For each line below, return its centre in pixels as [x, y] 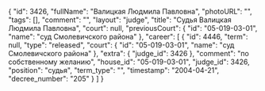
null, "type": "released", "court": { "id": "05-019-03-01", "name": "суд [121, 45]
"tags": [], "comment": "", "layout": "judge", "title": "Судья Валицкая [120, 20]
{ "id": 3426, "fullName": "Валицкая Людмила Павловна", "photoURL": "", [130, 11]
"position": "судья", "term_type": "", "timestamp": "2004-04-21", [114, 70]
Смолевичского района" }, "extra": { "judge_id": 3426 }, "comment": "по [129, 53]
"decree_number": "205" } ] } [56, 79]
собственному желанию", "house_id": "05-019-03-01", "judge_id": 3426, [129, 62]
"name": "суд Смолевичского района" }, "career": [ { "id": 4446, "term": [128, 36]
